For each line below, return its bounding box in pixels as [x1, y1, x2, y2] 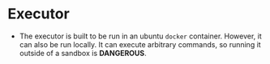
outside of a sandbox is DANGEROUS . [19, 48, 147, 58]
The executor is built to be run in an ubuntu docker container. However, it [19, 31, 263, 41]
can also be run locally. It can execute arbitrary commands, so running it [19, 39, 261, 49]
